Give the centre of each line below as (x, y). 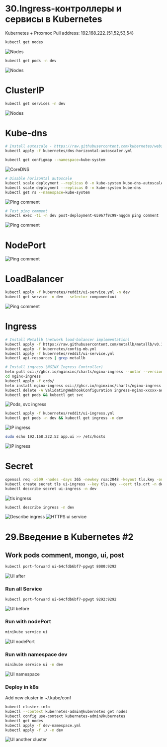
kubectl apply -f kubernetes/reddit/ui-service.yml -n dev (68, 292)
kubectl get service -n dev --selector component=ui (61, 297)
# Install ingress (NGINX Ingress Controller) (54, 367)
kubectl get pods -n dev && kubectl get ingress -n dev (64, 418)
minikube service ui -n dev (34, 664)
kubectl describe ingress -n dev (40, 507)
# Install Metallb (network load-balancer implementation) (68, 339)
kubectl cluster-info (28, 707)
